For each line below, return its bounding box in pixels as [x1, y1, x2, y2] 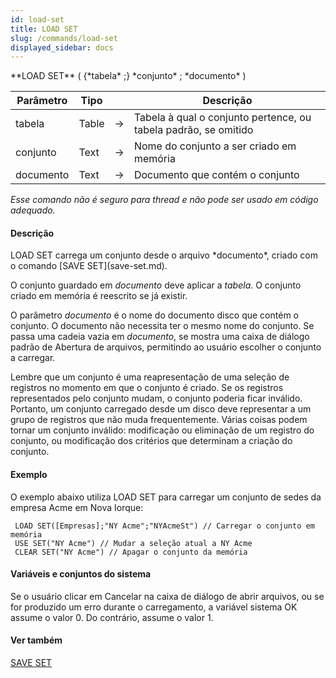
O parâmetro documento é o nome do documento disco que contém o [10, 309, 299, 321]
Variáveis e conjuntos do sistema [10, 568, 152, 580]
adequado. [10, 204, 56, 216]
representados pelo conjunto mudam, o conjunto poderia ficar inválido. [10, 392, 303, 405]
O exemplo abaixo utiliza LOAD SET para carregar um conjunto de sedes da [10, 491, 322, 503]
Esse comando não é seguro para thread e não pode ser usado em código [10, 194, 319, 206]
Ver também [10, 634, 63, 646]
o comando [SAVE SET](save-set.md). [10, 260, 168, 272]
